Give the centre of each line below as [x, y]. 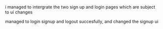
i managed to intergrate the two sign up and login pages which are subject [80, 7]
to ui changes [19, 12]
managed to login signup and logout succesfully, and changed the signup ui [82, 22]
